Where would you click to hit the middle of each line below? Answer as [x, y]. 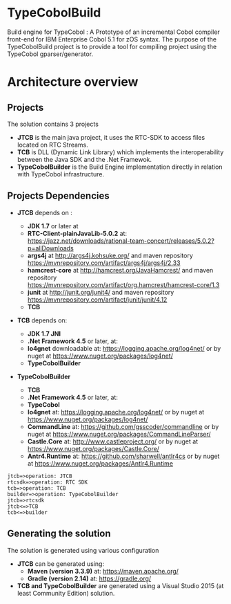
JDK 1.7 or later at [53, 226]
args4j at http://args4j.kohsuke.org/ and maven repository [110, 255]
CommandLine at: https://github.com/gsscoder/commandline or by [123, 426]
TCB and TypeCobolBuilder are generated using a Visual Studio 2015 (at [120, 585]
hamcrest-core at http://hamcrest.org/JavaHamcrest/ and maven [120, 270]
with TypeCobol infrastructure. [61, 174]
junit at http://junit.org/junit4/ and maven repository [101, 292]
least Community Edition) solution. [66, 593]
